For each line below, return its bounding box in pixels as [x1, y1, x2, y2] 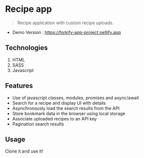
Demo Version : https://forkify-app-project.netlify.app [12, 29, 121, 35]
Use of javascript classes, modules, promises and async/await [12, 95, 139, 101]
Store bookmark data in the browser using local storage [12, 110, 126, 117]
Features [5, 81, 33, 90]
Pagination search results [12, 121, 64, 127]
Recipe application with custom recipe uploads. [17, 20, 114, 26]
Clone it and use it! [5, 148, 43, 154]
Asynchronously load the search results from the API [12, 105, 120, 111]
